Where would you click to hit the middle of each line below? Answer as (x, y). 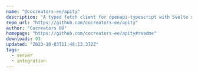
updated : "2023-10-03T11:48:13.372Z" (52, 45)
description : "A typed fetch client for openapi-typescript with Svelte (97, 17)
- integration (29, 61)
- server (22, 55)
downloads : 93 (24, 39)
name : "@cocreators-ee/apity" (43, 11)
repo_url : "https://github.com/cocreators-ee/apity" (72, 22)
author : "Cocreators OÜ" (37, 28)
